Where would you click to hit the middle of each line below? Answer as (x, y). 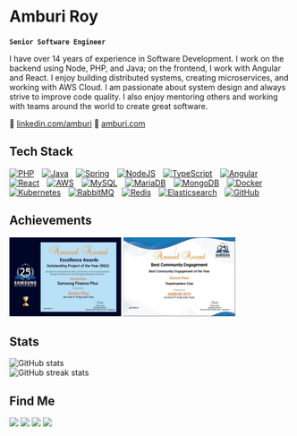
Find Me (32, 401)
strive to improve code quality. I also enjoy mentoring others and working (144, 97)
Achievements (51, 221)
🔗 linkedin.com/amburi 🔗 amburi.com (77, 124)
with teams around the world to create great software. (109, 106)
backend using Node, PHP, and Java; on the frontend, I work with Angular (145, 68)
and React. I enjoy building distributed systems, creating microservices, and (149, 77)
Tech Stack (41, 152)
